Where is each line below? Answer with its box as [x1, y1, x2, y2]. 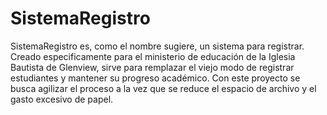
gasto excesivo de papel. [10, 93, 114, 105]
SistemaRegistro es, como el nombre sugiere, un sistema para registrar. [10, 40, 305, 52]
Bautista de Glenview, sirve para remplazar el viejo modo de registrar [10, 61, 295, 73]
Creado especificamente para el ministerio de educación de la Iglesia [10, 50, 296, 62]
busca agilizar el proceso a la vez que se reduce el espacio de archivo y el [10, 82, 317, 94]
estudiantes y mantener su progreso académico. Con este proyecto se [10, 72, 301, 84]
